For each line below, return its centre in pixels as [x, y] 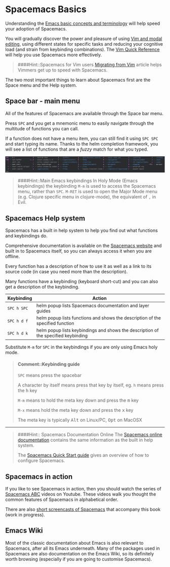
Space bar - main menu [43, 101]
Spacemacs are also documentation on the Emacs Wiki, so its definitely [80, 553]
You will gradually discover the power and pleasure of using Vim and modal [84, 39]
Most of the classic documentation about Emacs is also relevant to [74, 543]
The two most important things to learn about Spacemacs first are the [78, 80]
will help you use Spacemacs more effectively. [54, 55]
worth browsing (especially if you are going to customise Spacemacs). [79, 559]
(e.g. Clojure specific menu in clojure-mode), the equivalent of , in [87, 197]
